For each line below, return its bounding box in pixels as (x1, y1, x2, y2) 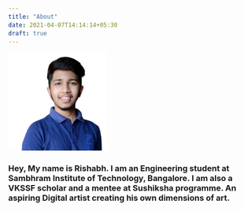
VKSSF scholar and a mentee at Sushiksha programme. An (8, 183, 237, 194)
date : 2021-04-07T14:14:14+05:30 (8, 20, 118, 29)
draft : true (8, 29, 47, 37)
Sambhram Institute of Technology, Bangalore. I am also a (8, 173, 233, 184)
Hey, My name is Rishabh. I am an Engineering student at (8, 163, 230, 174)
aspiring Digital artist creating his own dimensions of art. (8, 193, 231, 204)
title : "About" (8, 13, 58, 20)
